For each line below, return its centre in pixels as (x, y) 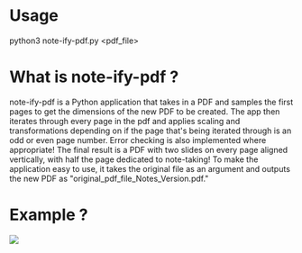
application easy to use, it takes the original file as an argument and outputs (150, 168)
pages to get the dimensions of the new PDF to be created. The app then (145, 111)
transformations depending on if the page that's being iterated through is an (151, 131)
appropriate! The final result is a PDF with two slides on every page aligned (149, 149)
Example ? (49, 215)
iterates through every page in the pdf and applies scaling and (125, 121)
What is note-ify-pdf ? (94, 77)
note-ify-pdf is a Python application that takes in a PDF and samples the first (151, 102)
